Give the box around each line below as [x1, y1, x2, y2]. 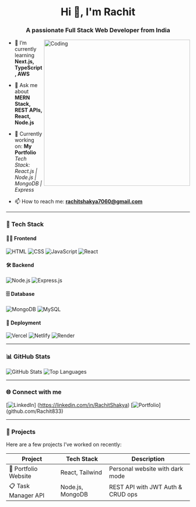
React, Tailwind [60, 468, 102, 477]
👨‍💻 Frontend [6, 235, 37, 242]
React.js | [14, 168, 38, 175]
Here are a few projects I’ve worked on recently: [6, 441, 122, 448]
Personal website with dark [108, 465, 184, 473]
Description [131, 455, 165, 463]
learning [14, 52, 35, 59]
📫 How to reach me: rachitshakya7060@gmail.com [14, 198, 143, 205]
